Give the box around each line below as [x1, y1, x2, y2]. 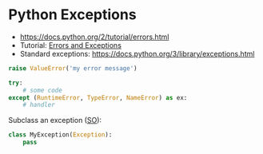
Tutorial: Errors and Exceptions [19, 40, 122, 49]
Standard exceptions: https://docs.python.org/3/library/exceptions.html [19, 49, 255, 58]
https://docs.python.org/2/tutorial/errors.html [19, 32, 169, 41]
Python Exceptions [8, 6, 137, 24]
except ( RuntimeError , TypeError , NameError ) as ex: [8, 93, 188, 101]
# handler [22, 101, 56, 109]
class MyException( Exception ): [8, 131, 113, 139]
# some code [22, 86, 62, 94]
